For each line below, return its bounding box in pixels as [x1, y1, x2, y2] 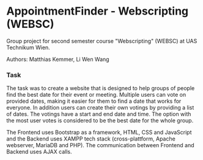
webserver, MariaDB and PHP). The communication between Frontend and [6, 142, 194, 149]
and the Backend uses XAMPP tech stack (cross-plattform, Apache [6, 135, 175, 142]
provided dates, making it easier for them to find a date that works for [6, 97, 182, 105]
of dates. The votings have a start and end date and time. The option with [6, 111, 191, 118]
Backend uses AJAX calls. [6, 148, 72, 156]
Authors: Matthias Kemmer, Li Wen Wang [6, 55, 109, 63]
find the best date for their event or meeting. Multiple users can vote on [6, 91, 186, 99]
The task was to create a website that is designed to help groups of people [6, 85, 195, 92]
